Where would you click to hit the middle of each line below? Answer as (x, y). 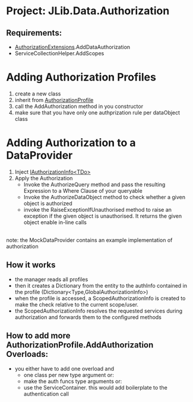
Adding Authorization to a (71, 143)
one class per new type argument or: (69, 375)
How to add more (38, 336)
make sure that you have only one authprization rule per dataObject (97, 112)
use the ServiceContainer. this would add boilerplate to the (95, 387)
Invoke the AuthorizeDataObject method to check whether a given (105, 197)
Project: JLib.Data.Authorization (88, 11)
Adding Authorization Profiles (81, 77)
